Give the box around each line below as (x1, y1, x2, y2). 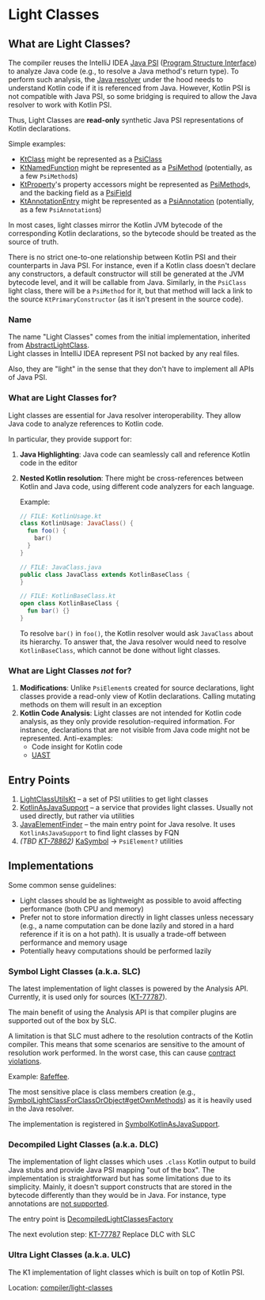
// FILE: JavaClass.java (19, 563, 102, 571)
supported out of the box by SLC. (8, 1016, 117, 1025)
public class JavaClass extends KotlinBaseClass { (19, 570, 191, 578)
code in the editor (19, 457, 78, 468)
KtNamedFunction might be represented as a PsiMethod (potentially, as (19, 163, 253, 172)
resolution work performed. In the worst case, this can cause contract (8, 1048, 236, 1058)
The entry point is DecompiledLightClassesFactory (8, 1215, 174, 1224)
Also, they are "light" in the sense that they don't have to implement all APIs (8, 364, 255, 373)
